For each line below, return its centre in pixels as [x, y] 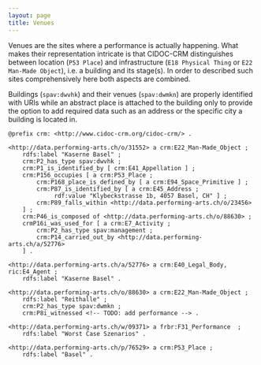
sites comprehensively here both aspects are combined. [99, 79]
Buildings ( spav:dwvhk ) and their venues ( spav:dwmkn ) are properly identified [131, 94]
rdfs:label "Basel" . [58, 354]
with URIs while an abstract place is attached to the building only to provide [130, 102]
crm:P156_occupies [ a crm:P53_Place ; [88, 175]
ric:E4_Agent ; [33, 272]
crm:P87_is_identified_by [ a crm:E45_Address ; [118, 189]
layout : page [30, 15]
